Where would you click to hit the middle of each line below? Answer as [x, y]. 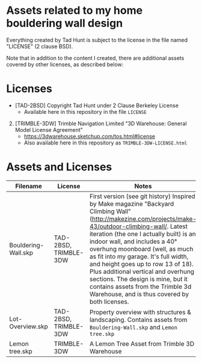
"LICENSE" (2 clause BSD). [40, 46]
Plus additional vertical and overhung [142, 271]
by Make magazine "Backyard [132, 203]
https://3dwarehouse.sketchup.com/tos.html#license [90, 136]
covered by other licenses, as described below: [65, 64]
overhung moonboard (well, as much [141, 249]
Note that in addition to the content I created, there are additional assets [95, 58]
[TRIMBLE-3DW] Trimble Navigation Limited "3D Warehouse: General [101, 123]
